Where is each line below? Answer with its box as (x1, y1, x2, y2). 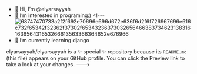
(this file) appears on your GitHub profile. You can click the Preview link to (6, 55, 185, 62)
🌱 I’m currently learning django (14, 37, 89, 43)
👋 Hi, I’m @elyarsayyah (14, 6, 71, 12)
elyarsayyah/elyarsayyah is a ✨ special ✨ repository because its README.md (6, 48, 187, 55)
